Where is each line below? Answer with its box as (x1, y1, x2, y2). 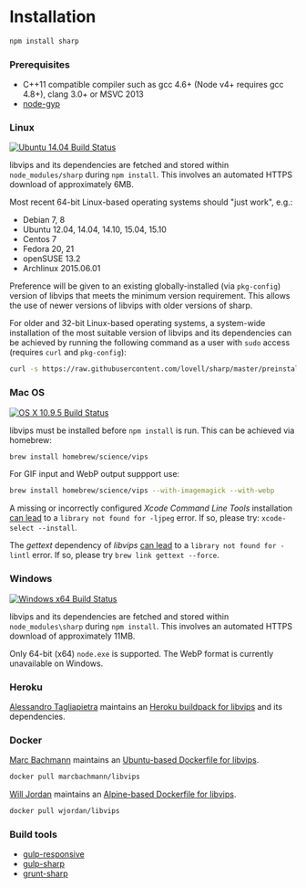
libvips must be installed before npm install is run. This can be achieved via (9, 425, 295, 436)
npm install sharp (9, 37, 79, 46)
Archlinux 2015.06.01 (22, 263, 101, 274)
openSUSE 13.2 (22, 253, 81, 264)
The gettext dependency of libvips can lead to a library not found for (9, 540, 277, 551)
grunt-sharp (22, 868, 68, 879)
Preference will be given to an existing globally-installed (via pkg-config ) (9, 280, 281, 291)
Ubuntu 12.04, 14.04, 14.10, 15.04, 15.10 (22, 224, 167, 235)
